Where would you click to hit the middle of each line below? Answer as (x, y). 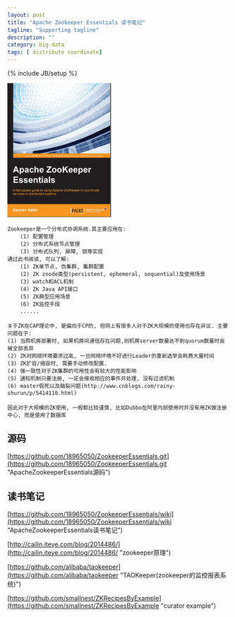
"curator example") (188, 606)
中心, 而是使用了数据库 (37, 415)
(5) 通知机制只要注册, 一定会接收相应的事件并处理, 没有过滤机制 (91, 379)
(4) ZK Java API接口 (49, 289)
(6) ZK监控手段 (40, 304)
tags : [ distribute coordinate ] (55, 52)
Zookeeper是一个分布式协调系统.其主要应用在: (67, 229)
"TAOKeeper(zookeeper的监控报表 (170, 575)
